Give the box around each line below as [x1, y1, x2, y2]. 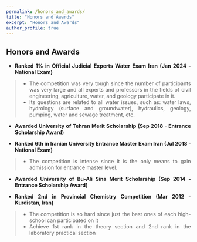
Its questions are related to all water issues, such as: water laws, [29, 99, 191, 106]
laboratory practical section [29, 230, 96, 237]
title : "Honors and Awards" [6, 14, 75, 20]
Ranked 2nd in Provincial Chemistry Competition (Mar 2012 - [14, 193, 191, 200]
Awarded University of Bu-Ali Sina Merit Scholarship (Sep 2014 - [14, 176, 191, 183]
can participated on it [46, 217, 98, 224]
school [29, 217, 46, 224]
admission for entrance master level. [29, 164, 118, 171]
